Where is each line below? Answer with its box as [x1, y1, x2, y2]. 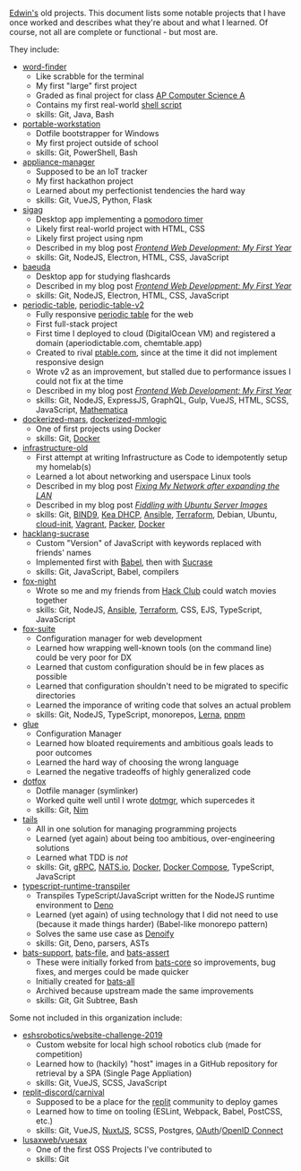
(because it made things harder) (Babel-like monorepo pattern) [35, 919, 269, 929]
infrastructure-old [21, 443, 89, 453]
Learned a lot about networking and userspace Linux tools [35, 471, 252, 481]
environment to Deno [35, 900, 114, 910]
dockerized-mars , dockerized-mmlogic [21, 414, 168, 424]
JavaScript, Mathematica [35, 404, 128, 415]
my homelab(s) [35, 462, 91, 472]
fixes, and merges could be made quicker [35, 967, 190, 976]
